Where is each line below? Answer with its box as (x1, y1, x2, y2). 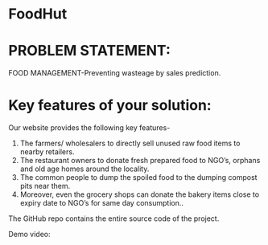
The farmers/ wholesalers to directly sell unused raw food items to (19, 138, 241, 149)
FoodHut (8, 5, 68, 23)
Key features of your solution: (8, 96, 212, 115)
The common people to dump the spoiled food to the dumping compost (19, 173, 258, 182)
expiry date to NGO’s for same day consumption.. (19, 198, 183, 208)
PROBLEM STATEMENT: (8, 42, 171, 60)
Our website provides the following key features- (8, 123, 171, 133)
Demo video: (8, 230, 51, 239)
